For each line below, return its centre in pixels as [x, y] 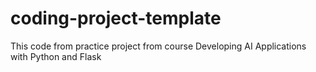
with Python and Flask [56, 56]
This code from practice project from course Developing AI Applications [158, 46]
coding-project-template [116, 18]
